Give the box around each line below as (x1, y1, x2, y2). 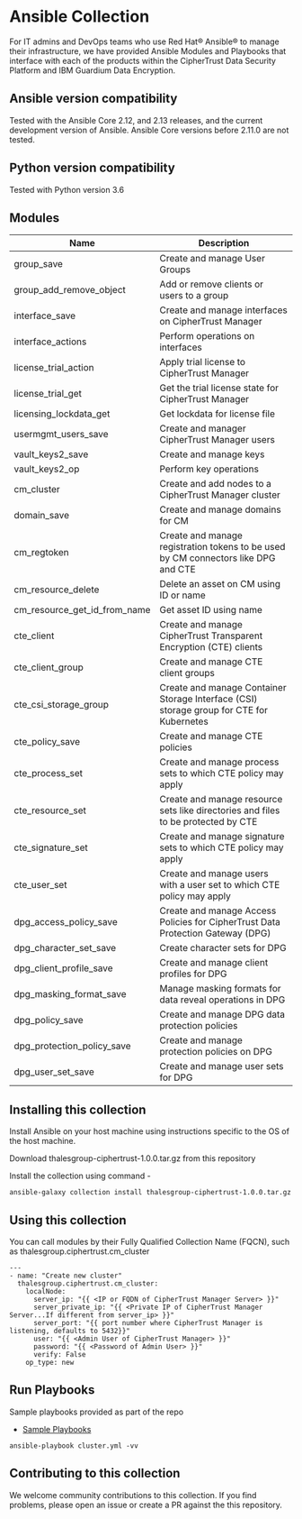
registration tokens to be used (159, 541, 286, 554)
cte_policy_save (13, 736, 81, 748)
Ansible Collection (9, 6, 150, 27)
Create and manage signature (159, 830, 285, 843)
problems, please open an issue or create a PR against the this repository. (9, 1499, 283, 1510)
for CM (159, 515, 189, 527)
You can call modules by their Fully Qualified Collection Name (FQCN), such (9, 1237, 290, 1247)
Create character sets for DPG (159, 942, 287, 955)
